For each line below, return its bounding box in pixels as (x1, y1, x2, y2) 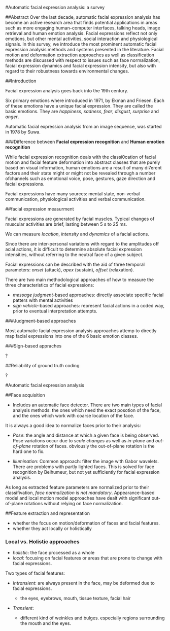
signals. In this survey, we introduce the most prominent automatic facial (5, 41, 157, 47)
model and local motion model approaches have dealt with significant (5, 495, 151, 501)
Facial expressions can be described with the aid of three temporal (5, 261, 145, 267)
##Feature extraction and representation (5, 510, 90, 516)
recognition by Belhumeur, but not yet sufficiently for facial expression (12, 469, 160, 475)
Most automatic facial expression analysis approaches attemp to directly (5, 328, 157, 334)
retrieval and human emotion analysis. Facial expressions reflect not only (5, 30, 158, 36)
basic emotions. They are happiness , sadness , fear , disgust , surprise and (5, 109, 159, 114)
